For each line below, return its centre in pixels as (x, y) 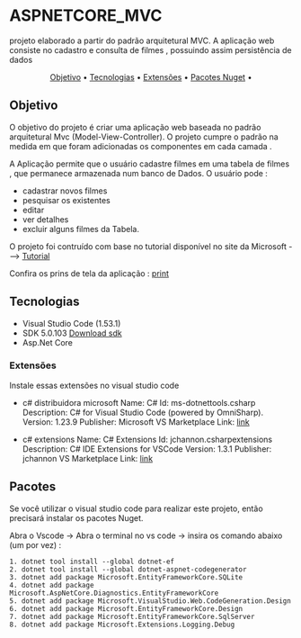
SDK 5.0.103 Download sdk (72, 333)
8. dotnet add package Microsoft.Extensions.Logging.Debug (122, 625)
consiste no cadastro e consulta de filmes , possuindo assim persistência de (150, 49)
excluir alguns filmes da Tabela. (80, 229)
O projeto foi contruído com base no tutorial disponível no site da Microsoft (148, 246)
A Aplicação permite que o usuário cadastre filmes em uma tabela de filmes (150, 164)
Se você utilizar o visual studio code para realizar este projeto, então (136, 508)
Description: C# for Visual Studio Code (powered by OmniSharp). (142, 412)
